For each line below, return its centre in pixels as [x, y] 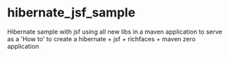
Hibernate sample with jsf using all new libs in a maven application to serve [115, 32]
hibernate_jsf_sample [71, 13]
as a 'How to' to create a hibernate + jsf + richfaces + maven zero [102, 38]
